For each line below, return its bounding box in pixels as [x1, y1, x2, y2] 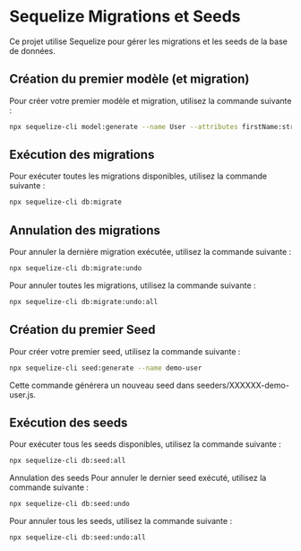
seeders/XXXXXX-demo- [196, 380, 289, 390]
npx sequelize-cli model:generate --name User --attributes [9, 122, 239, 131]
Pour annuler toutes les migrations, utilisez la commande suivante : [9, 280, 257, 291]
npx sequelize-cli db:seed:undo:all [9, 533, 146, 542]
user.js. [9, 389, 37, 400]
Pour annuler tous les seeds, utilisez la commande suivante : [9, 516, 233, 527]
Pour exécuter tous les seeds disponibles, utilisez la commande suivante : [9, 439, 282, 450]
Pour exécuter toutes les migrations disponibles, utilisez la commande [9, 171, 267, 181]
